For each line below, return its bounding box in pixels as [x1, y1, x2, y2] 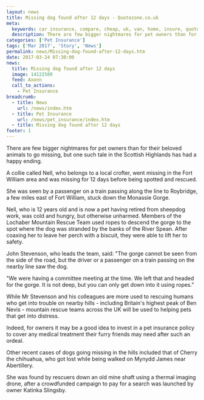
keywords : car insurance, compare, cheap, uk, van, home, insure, [12, 26, 183, 32]
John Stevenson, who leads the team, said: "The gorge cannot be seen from [6, 250, 197, 257]
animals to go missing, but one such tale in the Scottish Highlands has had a [6, 151, 197, 158]
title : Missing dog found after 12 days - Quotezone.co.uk [6, 15, 159, 21]
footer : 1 [6, 128, 32, 134]
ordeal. [6, 337, 24, 344]
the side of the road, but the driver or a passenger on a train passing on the [6, 256, 195, 264]
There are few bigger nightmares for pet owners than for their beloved [6, 144, 182, 152]
